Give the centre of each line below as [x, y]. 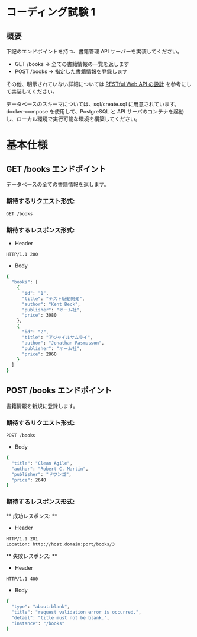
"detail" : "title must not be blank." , [61, 618]
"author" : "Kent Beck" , [51, 304]
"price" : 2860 [39, 354]
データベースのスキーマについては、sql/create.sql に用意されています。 [93, 104]
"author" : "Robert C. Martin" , [50, 469]
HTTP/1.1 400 [22, 579]
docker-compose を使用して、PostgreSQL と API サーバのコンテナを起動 [95, 111]
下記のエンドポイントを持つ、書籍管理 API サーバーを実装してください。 [94, 51]
